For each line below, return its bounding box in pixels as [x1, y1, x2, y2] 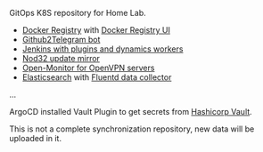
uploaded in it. [9, 133, 62, 143]
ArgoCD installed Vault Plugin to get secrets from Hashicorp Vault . [9, 107, 252, 116]
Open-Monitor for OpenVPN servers [21, 62, 155, 73]
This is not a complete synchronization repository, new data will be [9, 124, 255, 134]
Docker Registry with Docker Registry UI [21, 25, 171, 35]
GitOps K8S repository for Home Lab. [9, 8, 147, 18]
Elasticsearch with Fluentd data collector [21, 72, 172, 83]
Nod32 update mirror [21, 53, 101, 63]
